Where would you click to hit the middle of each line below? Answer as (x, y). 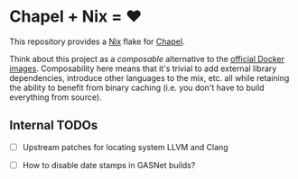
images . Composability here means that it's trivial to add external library (143, 68)
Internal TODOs (54, 125)
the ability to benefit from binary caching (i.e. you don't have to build (137, 87)
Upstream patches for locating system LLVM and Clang (125, 147)
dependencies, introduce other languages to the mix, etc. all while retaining (149, 77)
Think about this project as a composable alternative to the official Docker (147, 58)
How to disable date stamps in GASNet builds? (109, 165)
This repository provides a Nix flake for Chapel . (97, 41)
